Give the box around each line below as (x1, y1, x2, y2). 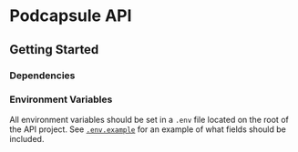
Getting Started (9, 42, 99, 57)
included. (9, 133, 45, 144)
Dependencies (9, 69, 76, 82)
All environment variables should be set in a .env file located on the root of (9, 114, 289, 125)
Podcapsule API (9, 5, 132, 26)
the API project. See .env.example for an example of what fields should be (9, 124, 287, 135)
